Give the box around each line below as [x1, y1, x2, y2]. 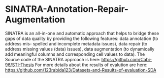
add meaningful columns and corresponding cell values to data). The [5, 51, 145, 57]
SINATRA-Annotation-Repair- [5, 3, 129, 15]
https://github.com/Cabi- [101, 56, 152, 62]
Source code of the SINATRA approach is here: [5, 56, 100, 62]
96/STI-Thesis [5, 62, 34, 68]
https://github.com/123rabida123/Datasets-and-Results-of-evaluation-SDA [5, 67, 157, 73]
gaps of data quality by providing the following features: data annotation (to [5, 36, 159, 41]
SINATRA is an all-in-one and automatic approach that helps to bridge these [5, 30, 159, 36]
